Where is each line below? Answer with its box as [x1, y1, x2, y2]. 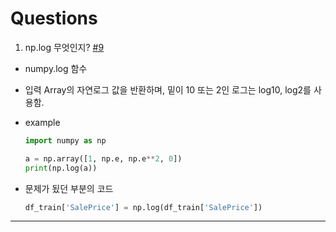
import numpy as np [24, 135, 107, 146]
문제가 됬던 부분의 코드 [24, 182, 114, 194]
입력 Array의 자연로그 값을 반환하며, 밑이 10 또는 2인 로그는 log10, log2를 [24, 83, 312, 96]
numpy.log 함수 [24, 62, 88, 74]
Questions [10, 7, 98, 30]
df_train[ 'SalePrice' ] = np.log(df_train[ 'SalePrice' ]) [24, 202, 263, 212]
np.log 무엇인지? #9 [24, 41, 105, 53]
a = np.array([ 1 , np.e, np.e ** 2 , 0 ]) [24, 153, 183, 164]
